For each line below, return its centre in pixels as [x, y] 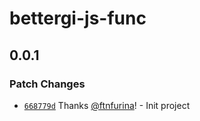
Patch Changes [47, 84]
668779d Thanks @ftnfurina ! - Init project [107, 105]
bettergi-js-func [78, 18]
